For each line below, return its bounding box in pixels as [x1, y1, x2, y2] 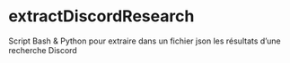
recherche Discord [8, 44, 77, 55]
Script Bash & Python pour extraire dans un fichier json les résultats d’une [8, 35, 281, 46]
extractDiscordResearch [8, 6, 195, 27]
